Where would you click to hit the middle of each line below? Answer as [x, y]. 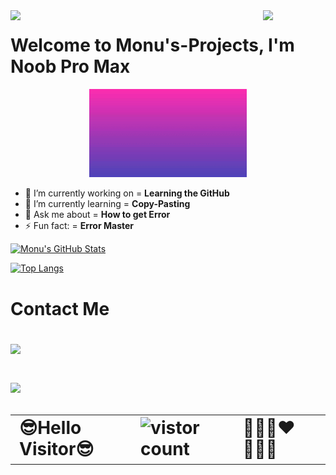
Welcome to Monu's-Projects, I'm [152, 45]
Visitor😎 [57, 449]
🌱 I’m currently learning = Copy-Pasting [107, 204]
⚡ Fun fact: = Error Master [79, 226]
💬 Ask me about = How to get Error [97, 215]
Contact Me [60, 308]
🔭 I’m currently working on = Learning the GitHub [127, 193]
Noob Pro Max [70, 66]
